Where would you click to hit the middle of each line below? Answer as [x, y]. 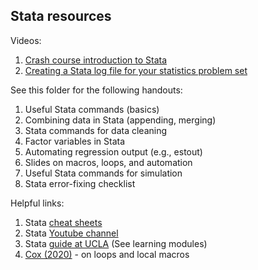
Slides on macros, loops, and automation [108, 162]
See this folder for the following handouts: [96, 90]
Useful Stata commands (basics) [92, 109]
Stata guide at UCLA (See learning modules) [116, 243]
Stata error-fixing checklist [80, 183]
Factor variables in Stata [74, 141]
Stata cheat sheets [63, 222]
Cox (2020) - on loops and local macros [107, 254]
